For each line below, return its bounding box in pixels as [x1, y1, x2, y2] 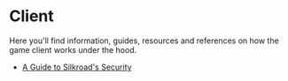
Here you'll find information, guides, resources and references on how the [9, 35, 279, 46]
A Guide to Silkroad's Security [21, 62, 132, 72]
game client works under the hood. [9, 44, 137, 55]
